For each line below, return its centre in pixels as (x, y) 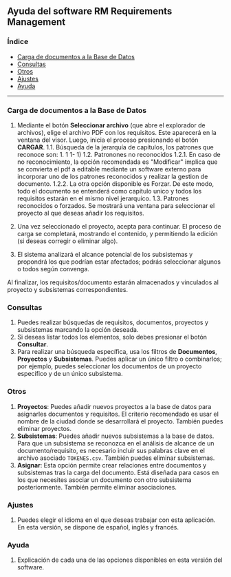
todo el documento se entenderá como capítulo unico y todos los (109, 191)
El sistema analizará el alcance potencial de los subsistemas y (105, 254)
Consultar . (33, 344)
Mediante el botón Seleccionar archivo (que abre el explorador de (111, 125)
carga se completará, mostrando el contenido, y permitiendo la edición (117, 233)
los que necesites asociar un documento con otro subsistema (104, 480)
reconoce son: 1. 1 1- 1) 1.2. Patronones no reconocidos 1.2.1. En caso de (119, 154)
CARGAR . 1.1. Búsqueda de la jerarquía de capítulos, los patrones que (115, 147)
